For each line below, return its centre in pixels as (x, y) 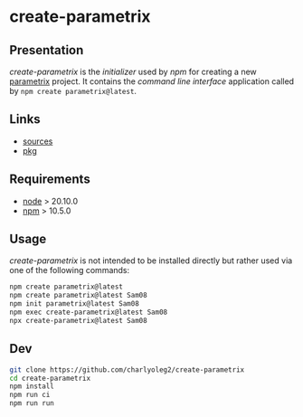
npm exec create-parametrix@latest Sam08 (89, 313)
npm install (32, 386)
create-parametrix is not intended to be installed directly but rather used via (151, 261)
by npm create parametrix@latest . (73, 91)
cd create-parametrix (50, 378)
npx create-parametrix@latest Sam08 (78, 320)
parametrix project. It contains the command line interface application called (152, 81)
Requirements (50, 180)
